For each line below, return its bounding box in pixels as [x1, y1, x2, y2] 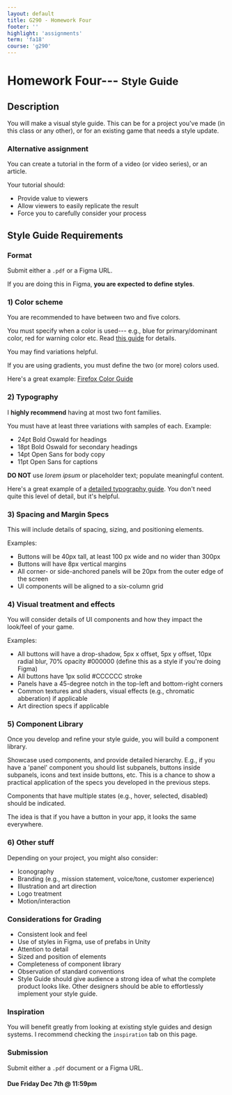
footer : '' [7, 23, 39, 30]
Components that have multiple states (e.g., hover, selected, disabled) [7, 792, 208, 800]
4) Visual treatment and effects [7, 599, 116, 609]
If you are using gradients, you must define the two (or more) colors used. [7, 361, 219, 370]
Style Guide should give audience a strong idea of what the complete [17, 975, 216, 983]
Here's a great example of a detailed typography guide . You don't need [7, 484, 211, 493]
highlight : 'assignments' [7, 29, 82, 37]
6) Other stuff [7, 838, 54, 848]
